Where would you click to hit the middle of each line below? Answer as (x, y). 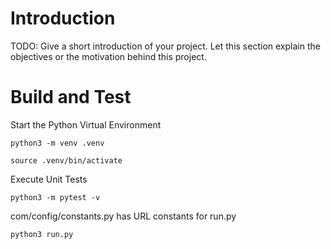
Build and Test (71, 97)
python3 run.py (42, 234)
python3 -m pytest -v (55, 197)
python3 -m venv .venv (57, 143)
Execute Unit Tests (49, 179)
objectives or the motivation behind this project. (108, 56)
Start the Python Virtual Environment (86, 124)
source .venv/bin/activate (66, 160)
